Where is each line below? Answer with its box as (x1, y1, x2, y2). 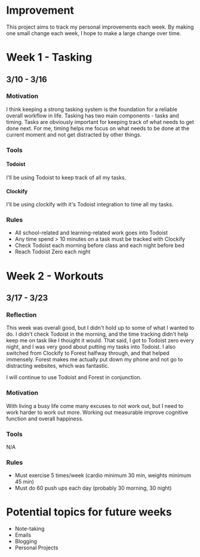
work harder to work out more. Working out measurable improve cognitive (6, 409, 189, 416)
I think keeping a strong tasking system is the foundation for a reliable (6, 106, 178, 113)
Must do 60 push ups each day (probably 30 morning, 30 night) (14, 484, 172, 492)
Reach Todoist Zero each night (14, 248, 91, 255)
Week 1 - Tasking (6, 51, 93, 64)
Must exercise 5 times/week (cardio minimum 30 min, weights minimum (14, 472, 192, 479)
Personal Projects (14, 544, 59, 552)
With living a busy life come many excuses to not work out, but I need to (6, 402, 184, 409)
